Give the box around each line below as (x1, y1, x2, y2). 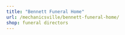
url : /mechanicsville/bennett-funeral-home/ (6, 14, 120, 20)
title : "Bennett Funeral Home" (6, 8, 85, 15)
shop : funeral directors (6, 20, 69, 26)
